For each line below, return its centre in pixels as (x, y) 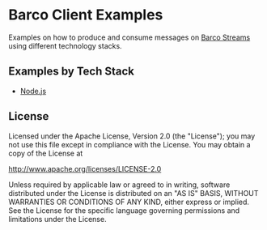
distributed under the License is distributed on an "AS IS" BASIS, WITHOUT (133, 193)
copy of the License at (46, 153)
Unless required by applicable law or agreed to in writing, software (119, 185)
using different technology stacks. (66, 45)
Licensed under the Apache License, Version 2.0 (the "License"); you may (132, 136)
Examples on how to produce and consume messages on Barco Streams (129, 37)
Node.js (33, 91)
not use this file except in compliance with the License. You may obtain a (129, 144)
